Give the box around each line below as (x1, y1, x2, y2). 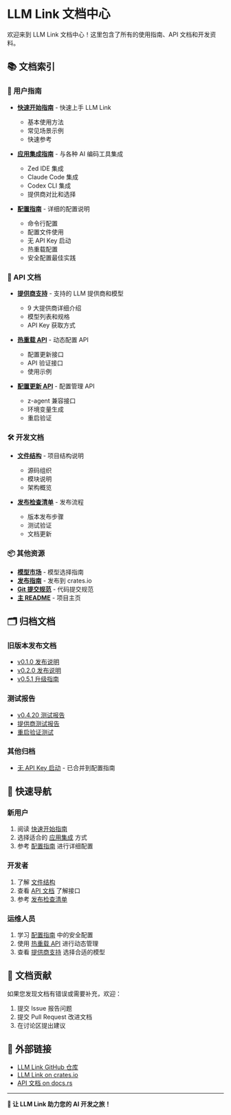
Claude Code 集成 (27, 172, 79, 181)
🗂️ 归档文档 (7, 616, 56, 627)
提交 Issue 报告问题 (16, 1004, 72, 1012)
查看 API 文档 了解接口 (16, 886, 80, 894)
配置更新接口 (27, 350, 64, 358)
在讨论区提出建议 (16, 1021, 66, 1029)
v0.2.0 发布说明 (16, 666, 62, 675)
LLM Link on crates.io (16, 1070, 78, 1079)
